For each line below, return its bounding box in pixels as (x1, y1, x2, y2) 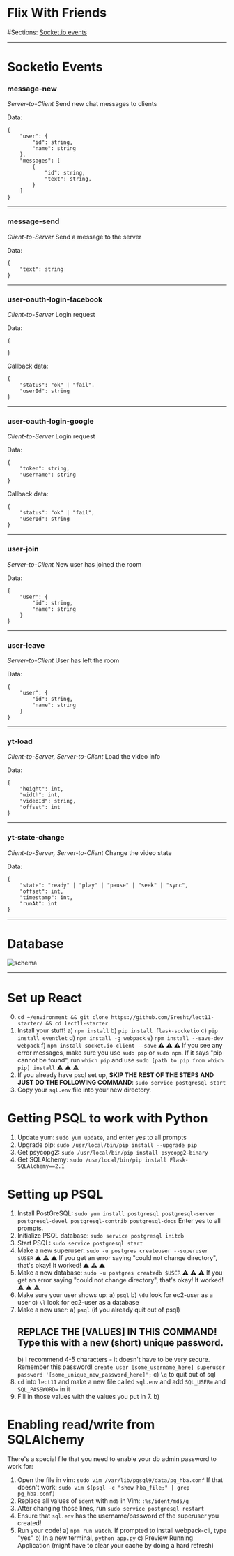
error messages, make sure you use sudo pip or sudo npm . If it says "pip (17, 1049, 223, 1057)
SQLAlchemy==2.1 (17, 1163, 65, 1170)
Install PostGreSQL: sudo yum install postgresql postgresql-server (17, 1209, 216, 1217)
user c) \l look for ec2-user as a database (17, 1298, 139, 1307)
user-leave (7, 640, 45, 650)
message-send (7, 216, 60, 226)
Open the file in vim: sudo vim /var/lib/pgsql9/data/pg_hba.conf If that (17, 1476, 224, 1484)
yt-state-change (7, 833, 65, 843)
